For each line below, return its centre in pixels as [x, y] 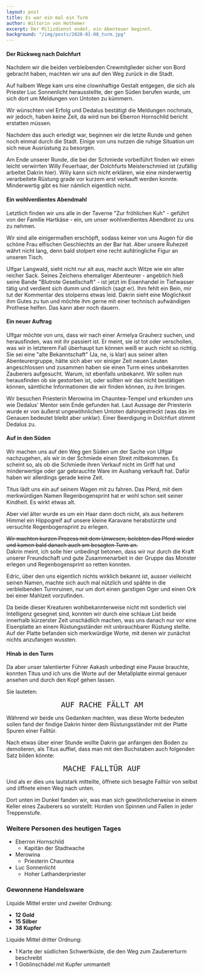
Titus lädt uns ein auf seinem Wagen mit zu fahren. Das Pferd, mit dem [95, 489]
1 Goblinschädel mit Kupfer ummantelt [63, 964]
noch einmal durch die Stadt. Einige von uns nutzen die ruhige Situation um [100, 142]
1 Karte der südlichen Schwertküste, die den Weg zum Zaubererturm [101, 951]
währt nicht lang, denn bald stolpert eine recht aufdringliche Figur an [92, 250]
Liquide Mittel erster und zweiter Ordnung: [59, 903]
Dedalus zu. [21, 424]
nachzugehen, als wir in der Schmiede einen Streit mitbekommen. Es [92, 458]
